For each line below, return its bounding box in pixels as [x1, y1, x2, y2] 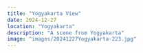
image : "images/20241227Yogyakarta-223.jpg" [7, 36, 137, 43]
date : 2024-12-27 [7, 17, 57, 23]
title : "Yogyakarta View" [7, 10, 81, 17]
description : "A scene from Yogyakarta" [7, 29, 125, 36]
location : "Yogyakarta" [7, 23, 76, 30]
